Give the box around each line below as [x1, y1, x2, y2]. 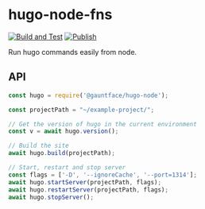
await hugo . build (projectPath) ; [8, 149, 115, 157]
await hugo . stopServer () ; [8, 193, 94, 201]
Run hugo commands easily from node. [8, 47, 137, 56]
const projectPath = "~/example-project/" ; [8, 106, 155, 114]
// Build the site [8, 141, 69, 150]
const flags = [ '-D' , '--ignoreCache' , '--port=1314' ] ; [8, 171, 197, 179]
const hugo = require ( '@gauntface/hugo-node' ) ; [8, 91, 169, 99]
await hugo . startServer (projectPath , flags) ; [8, 178, 161, 186]
